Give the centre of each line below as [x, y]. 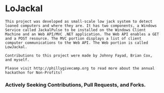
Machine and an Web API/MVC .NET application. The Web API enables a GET [82, 34]
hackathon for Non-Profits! [34, 73]
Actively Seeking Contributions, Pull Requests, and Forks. [75, 85]
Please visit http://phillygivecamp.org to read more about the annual [80, 68]
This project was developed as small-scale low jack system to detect [79, 21]
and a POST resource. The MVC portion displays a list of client [73, 38]
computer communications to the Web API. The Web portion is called [77, 43]
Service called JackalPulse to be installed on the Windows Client [76, 30]
